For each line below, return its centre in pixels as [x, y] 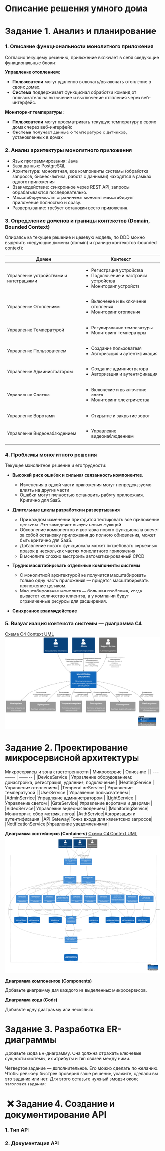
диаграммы [31, 1040]
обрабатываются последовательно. [50, 192]
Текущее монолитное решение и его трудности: [56, 465]
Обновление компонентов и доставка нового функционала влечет [89, 529]
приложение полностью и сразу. [47, 202]
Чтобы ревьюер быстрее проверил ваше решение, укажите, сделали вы [82, 1073]
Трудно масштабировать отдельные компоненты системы [76, 565]
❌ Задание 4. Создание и [61, 1104]
